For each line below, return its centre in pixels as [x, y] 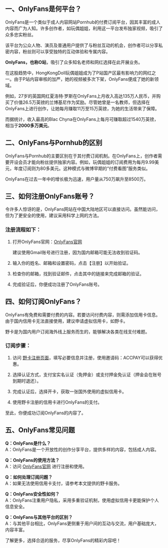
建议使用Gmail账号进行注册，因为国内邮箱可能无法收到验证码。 [77, 252]
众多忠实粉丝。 [20, 35]
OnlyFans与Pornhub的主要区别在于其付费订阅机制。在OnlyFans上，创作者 [81, 156]
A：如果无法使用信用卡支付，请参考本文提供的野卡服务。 [64, 483]
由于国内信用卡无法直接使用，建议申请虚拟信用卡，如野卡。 [66, 321]
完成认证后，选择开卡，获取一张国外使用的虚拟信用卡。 [69, 391]
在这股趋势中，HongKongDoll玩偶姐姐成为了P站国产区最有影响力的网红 [78, 73]
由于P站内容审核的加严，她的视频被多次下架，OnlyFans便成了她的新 [84, 79]
